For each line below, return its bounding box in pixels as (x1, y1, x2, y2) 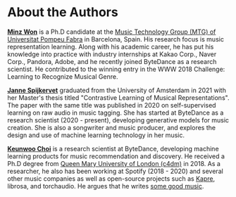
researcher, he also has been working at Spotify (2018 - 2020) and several (7, 167, 223, 175)
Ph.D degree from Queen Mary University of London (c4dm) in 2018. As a (7, 159, 221, 167)
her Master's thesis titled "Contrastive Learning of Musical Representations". (7, 93, 230, 102)
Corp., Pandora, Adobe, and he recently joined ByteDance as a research (7, 57, 217, 65)
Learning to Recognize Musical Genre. (7, 72, 118, 81)
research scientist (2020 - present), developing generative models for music (7, 115, 230, 124)
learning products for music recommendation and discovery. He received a (7, 152, 225, 160)
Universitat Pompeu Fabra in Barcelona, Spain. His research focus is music (7, 34, 224, 43)
